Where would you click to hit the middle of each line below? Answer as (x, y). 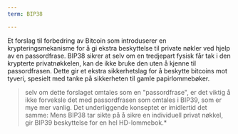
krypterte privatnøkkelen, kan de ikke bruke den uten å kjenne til (102, 63)
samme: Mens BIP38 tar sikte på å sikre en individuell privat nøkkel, (124, 115)
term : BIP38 (25, 14)
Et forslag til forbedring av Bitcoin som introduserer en (87, 41)
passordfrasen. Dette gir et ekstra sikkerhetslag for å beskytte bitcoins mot (118, 71)
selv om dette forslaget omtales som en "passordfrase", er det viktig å (128, 92)
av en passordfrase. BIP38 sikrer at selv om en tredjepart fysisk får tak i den (119, 56)
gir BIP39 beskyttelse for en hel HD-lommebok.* (96, 123)
